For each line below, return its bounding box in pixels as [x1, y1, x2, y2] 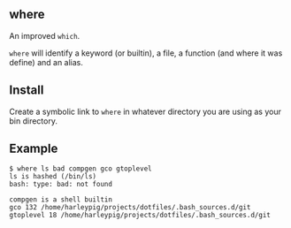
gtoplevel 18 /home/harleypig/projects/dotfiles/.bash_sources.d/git [9, 211, 272, 220]
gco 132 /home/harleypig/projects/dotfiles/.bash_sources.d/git [9, 203, 251, 212]
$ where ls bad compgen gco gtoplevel [9, 164, 152, 173]
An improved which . [9, 30, 80, 41]
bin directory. [9, 115, 57, 126]
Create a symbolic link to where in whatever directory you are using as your [9, 106, 281, 117]
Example [9, 141, 58, 156]
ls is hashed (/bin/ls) [9, 172, 97, 181]
